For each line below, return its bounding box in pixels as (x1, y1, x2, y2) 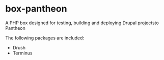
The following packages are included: (5, 35, 85, 41)
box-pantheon (5, 3, 67, 15)
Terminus (12, 50, 33, 56)
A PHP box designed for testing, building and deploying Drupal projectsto (5, 20, 159, 26)
